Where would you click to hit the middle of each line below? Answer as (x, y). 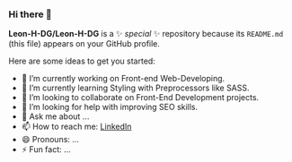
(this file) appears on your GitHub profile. (84, 44)
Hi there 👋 (31, 14)
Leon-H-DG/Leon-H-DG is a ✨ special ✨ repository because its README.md (146, 34)
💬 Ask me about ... (55, 116)
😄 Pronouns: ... (50, 140)
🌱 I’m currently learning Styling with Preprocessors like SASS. (135, 88)
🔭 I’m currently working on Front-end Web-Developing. (123, 79)
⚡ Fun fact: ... (46, 149)
